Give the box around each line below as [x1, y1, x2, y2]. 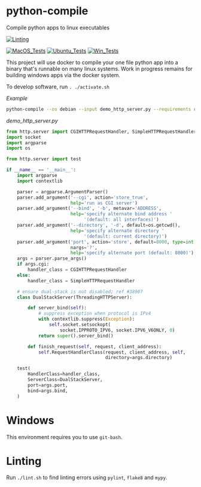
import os [6, 145, 31, 151]
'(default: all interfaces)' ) [83, 217, 160, 223]
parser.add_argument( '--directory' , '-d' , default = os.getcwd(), [17, 223, 181, 229]
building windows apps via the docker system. [6, 71, 121, 78]
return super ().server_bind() [38, 333, 114, 339]
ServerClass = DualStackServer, [28, 377, 103, 383]
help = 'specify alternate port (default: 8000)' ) [70, 250, 194, 256]
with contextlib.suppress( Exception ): [38, 316, 135, 322]
